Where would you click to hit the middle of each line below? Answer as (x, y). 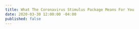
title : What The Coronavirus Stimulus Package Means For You (70, 10)
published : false (23, 19)
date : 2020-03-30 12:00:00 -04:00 (41, 14)
